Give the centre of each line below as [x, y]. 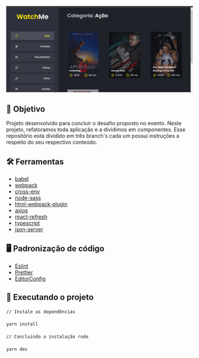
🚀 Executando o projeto [50, 297]
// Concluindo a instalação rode [47, 337]
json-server [29, 229]
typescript [27, 223]
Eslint [21, 266]
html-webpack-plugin [41, 204]
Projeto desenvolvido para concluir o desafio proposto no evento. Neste [94, 123]
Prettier [24, 272]
